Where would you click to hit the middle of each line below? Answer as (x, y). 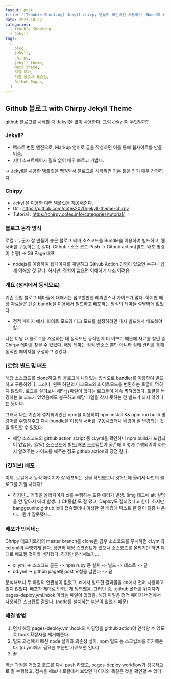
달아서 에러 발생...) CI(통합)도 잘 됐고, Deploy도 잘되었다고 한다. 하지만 (94, 501)
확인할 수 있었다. (27, 427)
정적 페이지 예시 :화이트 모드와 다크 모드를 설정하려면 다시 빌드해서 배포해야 (88, 321)
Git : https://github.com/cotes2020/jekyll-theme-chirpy (71, 209)
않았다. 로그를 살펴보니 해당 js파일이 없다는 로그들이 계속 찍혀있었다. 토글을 (85, 391)
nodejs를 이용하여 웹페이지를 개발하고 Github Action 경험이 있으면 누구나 (86, 264)
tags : (11, 39)
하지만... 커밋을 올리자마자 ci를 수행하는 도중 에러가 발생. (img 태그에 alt (84, 495)
